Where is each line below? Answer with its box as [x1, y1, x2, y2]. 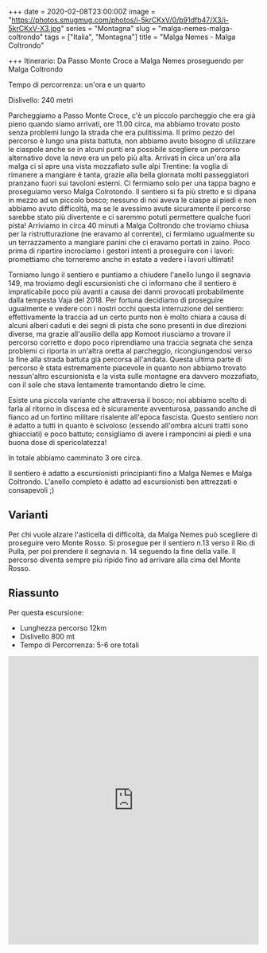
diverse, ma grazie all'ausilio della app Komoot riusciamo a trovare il [8, 330, 230, 338]
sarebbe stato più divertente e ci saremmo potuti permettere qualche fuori [8, 213, 251, 221]
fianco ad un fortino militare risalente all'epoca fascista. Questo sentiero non [8, 412, 258, 421]
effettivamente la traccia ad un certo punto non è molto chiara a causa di [8, 312, 246, 322]
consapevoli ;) [8, 486, 55, 494]
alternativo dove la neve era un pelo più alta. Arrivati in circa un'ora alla [8, 153, 241, 162]
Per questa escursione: [8, 607, 84, 617]
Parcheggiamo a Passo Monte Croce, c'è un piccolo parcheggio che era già [8, 111, 256, 120]
